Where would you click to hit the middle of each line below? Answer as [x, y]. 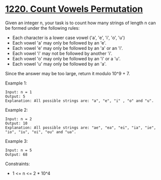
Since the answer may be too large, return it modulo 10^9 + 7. [68, 73]
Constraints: [18, 164]
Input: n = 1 [19, 92]
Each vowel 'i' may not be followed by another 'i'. [62, 53]
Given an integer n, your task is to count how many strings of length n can [80, 23]
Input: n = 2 [19, 119]
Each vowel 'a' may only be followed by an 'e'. [59, 43]
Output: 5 [15, 96]
